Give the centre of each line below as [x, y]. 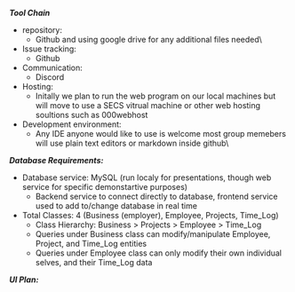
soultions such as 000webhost [92, 115]
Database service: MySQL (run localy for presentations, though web [147, 178]
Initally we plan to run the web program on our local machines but [155, 96]
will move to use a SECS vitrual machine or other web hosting [147, 105]
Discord [50, 77]
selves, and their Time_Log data [94, 262]
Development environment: [72, 124]
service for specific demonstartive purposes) [105, 187]
